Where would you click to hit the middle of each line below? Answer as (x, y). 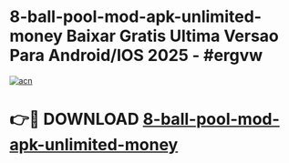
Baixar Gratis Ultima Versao (173, 36)
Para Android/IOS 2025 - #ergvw (136, 56)
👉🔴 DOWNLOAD (74, 119)
